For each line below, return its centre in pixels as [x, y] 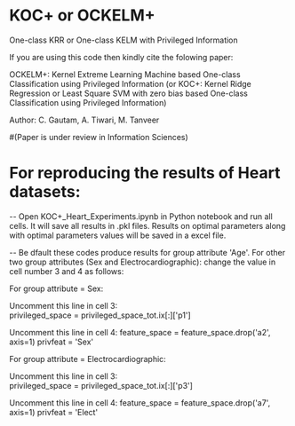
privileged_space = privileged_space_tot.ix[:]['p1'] [100, 315]
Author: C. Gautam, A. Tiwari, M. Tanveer [84, 120]
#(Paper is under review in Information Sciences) [99, 137]
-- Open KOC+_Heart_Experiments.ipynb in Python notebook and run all [141, 216]
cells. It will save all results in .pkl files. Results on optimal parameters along [147, 225]
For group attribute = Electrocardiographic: [88, 359]
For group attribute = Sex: [56, 288]
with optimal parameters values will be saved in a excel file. [118, 235]
